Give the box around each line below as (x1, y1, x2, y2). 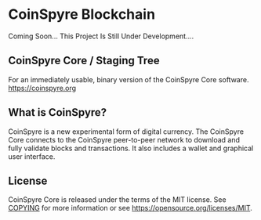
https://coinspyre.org (8, 83, 77, 92)
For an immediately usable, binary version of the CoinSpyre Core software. (8, 74, 249, 84)
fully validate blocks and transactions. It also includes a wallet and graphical (8, 143, 254, 153)
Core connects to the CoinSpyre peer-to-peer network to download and (8, 135, 241, 144)
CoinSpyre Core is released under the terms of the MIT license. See (8, 195, 227, 204)
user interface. (8, 151, 56, 161)
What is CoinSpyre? (8, 106, 107, 119)
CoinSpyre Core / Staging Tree (8, 54, 160, 67)
